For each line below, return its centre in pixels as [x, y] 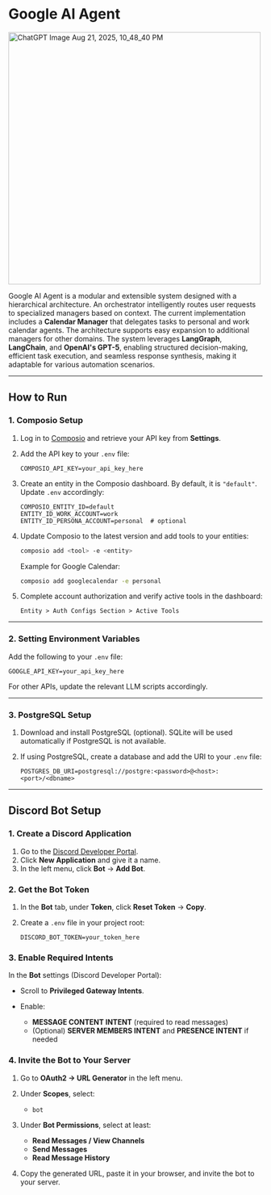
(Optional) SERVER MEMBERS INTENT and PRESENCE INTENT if [140, 1031]
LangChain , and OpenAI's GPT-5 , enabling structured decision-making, [128, 347]
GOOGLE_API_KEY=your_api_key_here [67, 671]
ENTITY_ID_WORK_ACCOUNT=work [69, 514]
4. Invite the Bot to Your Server [70, 1060]
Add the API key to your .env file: [75, 454]
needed [45, 1039]
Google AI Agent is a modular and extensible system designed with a [123, 296]
